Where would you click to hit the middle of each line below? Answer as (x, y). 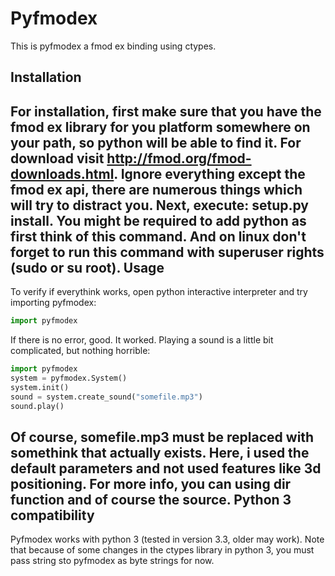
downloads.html (62, 173)
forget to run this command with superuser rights (167, 252)
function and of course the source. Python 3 (151, 499)
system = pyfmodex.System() (69, 378)
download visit (57, 158)
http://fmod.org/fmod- (179, 158)
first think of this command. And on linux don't (158, 236)
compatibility (52, 515)
